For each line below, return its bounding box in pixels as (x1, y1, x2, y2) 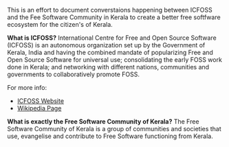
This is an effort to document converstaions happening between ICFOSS (7, 6, 212, 14)
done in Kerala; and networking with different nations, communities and (7, 63, 210, 71)
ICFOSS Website (17, 97, 64, 105)
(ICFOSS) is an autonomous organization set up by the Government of (7, 41, 206, 49)
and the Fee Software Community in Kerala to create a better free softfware (7, 13, 221, 21)
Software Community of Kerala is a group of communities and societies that (7, 125, 221, 133)
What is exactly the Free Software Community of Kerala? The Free (7, 117, 199, 126)
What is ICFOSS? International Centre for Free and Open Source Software (7, 34, 217, 42)
